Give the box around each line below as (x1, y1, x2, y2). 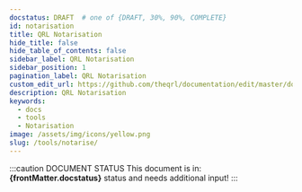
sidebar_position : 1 (9, 64, 87, 73)
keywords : (9, 96, 47, 106)
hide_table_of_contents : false (9, 47, 127, 56)
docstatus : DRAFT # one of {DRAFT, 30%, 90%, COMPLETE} (9, 13, 227, 22)
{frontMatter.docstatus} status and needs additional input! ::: (9, 172, 238, 183)
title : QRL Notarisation (9, 30, 102, 39)
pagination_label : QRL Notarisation (9, 72, 147, 81)
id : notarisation (9, 22, 75, 31)
